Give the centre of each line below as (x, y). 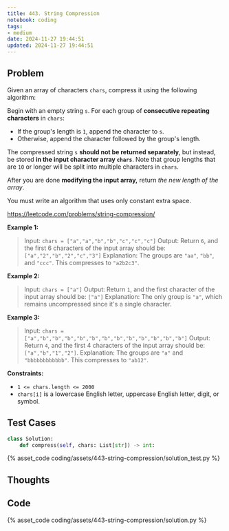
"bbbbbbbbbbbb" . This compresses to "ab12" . (86, 360)
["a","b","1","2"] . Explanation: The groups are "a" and (103, 353)
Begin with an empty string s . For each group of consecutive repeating (108, 110)
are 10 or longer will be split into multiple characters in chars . (93, 167)
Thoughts (29, 480)
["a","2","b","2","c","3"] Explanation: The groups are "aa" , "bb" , (119, 255)
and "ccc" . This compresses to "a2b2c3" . (81, 262)
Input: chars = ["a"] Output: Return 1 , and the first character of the (119, 289)
